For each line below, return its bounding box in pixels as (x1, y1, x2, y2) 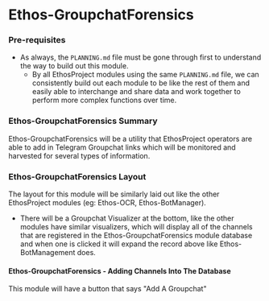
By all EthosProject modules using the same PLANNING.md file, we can (31, 70, 259, 80)
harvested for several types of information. (8, 150, 151, 160)
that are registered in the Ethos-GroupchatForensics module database (19, 231, 253, 241)
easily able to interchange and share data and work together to (31, 87, 242, 97)
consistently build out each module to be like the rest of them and (31, 78, 250, 88)
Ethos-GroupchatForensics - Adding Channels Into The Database (8, 266, 231, 275)
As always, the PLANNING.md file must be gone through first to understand (19, 52, 262, 62)
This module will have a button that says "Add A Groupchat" (8, 284, 207, 294)
